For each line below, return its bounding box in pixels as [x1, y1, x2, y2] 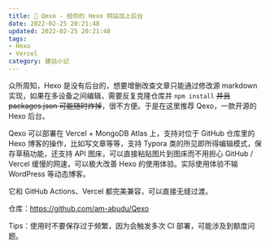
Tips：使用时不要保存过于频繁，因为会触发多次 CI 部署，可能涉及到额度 [8, 220, 248, 230]
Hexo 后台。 [8, 111, 50, 120]
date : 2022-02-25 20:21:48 [8, 20, 100, 28]
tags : [8, 34, 27, 43]
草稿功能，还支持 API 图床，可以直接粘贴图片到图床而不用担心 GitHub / [15, 148, 254, 159]
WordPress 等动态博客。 [8, 168, 90, 179]
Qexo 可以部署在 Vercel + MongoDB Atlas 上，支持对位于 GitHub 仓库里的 [8, 128, 255, 138]
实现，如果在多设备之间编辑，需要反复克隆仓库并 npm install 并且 [8, 90, 231, 100]
